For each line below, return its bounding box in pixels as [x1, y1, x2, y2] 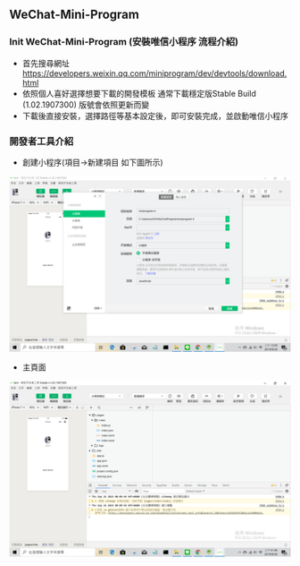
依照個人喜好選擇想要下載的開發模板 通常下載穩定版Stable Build [21, 88, 257, 99]
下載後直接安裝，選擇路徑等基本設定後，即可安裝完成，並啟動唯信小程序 [21, 110, 288, 121]
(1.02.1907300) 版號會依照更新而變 [21, 99, 150, 110]
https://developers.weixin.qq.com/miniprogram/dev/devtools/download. [21, 67, 287, 79]
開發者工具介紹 [9, 134, 74, 147]
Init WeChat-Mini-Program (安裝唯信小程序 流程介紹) [9, 36, 239, 48]
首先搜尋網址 [21, 57, 70, 68]
